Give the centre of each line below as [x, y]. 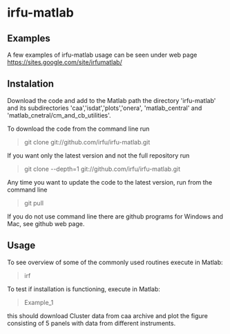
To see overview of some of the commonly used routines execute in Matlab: [115, 262]
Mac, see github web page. [46, 223]
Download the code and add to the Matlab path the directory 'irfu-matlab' [112, 100]
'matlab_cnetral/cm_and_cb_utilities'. [59, 115]
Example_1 [39, 302]
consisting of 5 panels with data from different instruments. [92, 323]
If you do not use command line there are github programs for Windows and [115, 216]
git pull [33, 203]
